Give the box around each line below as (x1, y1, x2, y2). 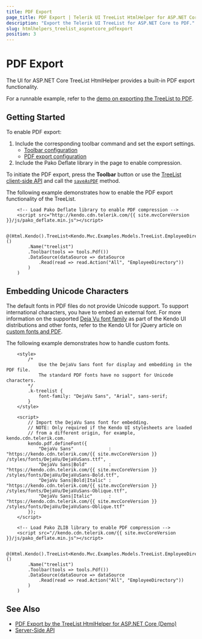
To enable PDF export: (6, 128, 62, 135)
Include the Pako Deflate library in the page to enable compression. (14, 159, 182, 166)
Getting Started (6, 112, 66, 123)
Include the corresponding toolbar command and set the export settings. (14, 139, 195, 147)
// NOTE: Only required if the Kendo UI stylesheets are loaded (28, 424, 192, 430)
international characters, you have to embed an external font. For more (6, 308, 182, 316)
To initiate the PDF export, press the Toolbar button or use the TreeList (6, 171, 182, 178)
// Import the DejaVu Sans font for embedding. (28, 419, 149, 426)
